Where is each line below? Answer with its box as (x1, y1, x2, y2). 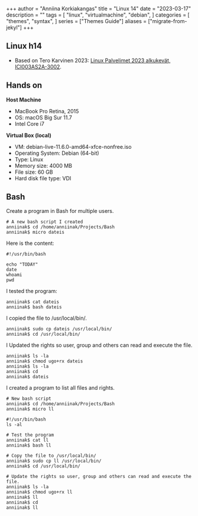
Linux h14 (6, 41, 43, 51)
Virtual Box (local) (6, 132, 52, 139)
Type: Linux (14, 155, 44, 163)
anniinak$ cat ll (6, 437, 49, 444)
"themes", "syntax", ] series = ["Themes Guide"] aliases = (6, 18, 147, 24)
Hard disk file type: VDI (14, 174, 72, 181)
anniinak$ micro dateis (6, 230, 65, 235)
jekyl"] (6, 24, 22, 31)
